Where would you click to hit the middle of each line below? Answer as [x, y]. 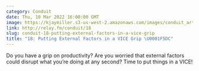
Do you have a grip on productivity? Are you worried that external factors [95, 55]
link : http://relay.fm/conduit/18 [49, 28]
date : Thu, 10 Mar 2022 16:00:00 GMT [53, 17]
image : [14, 22]
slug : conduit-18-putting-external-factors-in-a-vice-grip [81, 33]
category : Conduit [29, 11]
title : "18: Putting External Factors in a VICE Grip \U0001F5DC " [90, 39]
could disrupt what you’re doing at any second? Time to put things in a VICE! [99, 62]
